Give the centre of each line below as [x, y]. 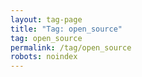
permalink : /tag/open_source [71, 47]
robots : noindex [44, 57]
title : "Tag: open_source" [66, 29]
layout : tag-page [46, 19]
